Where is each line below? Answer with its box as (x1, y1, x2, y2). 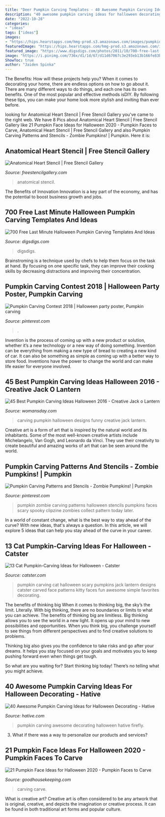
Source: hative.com (5, 712, 45, 718)
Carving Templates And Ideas (5, 216, 98, 224)
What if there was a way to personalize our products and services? (12, 732, 148, 738)
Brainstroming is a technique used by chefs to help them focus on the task (5, 258, 156, 263)
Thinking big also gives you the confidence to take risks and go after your (5, 643, 154, 649)
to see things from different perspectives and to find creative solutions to (5, 628, 153, 634)
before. (5, 102, 20, 108)
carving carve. (17, 786, 47, 792)
